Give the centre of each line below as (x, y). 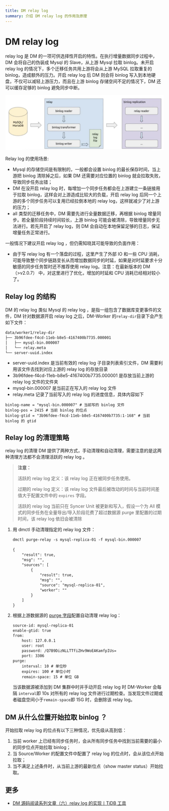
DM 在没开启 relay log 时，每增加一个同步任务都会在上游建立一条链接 (84, 188)
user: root (33, 646)
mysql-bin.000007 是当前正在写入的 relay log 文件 (64, 388)
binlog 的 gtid (21, 421)
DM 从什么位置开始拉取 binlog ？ (56, 717)
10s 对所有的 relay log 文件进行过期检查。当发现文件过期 (100, 693)
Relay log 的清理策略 (37, 438)
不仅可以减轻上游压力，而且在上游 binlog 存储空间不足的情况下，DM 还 (88, 81)
